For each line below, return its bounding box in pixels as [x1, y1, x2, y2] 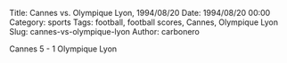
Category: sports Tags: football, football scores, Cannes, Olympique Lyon [9, 17, 279, 28]
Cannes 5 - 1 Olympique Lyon [9, 43, 118, 54]
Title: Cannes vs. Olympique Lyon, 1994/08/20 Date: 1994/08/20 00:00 [9, 8, 271, 18]
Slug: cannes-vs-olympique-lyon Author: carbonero [9, 27, 201, 36]
